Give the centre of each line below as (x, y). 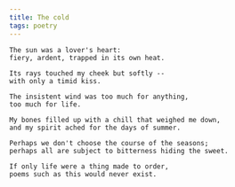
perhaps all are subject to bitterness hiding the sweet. (119, 151)
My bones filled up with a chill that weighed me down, (115, 120)
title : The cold (39, 17)
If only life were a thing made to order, (89, 166)
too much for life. (45, 104)
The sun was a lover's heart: (65, 50)
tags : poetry (33, 26)
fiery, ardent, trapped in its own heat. (87, 58)
